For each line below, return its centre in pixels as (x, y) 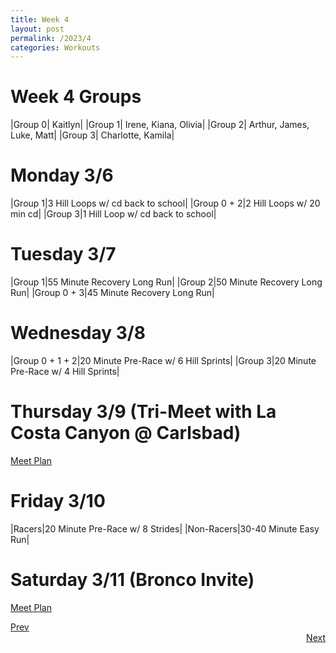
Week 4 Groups (76, 97)
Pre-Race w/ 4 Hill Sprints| (65, 371)
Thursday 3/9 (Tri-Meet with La (143, 412)
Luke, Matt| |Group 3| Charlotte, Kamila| (92, 135)
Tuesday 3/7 (63, 254)
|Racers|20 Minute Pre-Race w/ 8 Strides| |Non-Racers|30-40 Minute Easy (165, 528)
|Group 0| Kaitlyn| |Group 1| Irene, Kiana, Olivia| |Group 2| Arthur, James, (160, 125)
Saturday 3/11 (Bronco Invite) (132, 580)
